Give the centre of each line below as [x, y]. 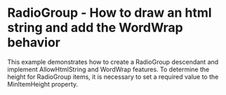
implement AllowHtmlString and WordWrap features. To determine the [108, 69]
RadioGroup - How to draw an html [109, 13]
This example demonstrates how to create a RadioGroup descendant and [113, 61]
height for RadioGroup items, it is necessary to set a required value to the [113, 76]
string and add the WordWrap [95, 28]
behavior [34, 43]
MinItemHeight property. [43, 84]
